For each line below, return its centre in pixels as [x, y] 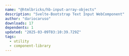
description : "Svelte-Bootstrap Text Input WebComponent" [65, 14]
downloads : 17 [19, 23]
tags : [10, 37]
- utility [19, 41]
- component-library [30, 46]
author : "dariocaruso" [28, 19]
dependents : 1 [19, 28]
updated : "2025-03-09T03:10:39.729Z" [43, 32]
